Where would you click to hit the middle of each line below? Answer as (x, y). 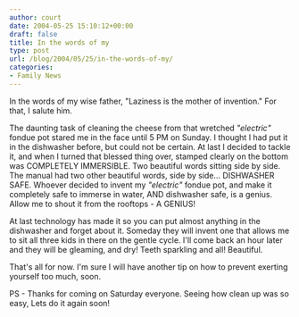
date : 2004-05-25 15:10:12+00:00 (71, 26)
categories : (31, 68)
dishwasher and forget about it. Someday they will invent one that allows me (149, 230)
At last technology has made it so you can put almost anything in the (135, 221)
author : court (36, 17)
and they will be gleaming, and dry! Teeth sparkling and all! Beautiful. (136, 249)
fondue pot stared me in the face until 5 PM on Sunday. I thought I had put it (149, 137)
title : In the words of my (59, 42)
